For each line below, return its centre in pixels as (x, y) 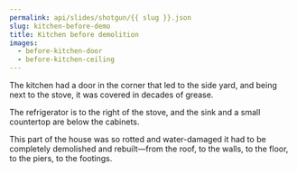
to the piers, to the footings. (61, 158)
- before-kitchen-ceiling (66, 59)
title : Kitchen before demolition (74, 34)
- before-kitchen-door (60, 51)
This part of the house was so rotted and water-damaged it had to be (138, 139)
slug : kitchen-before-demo (60, 26)
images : (24, 43)
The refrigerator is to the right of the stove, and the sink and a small (135, 112)
